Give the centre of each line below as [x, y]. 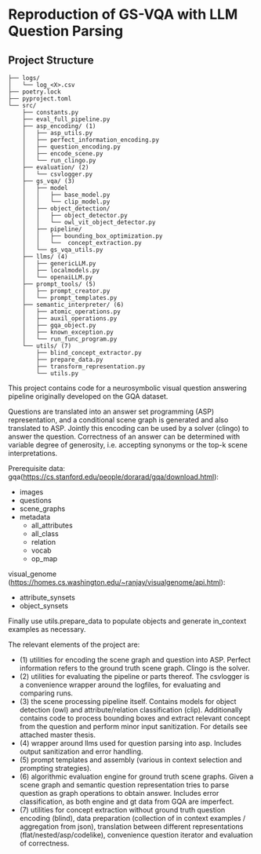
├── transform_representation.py [91, 367]
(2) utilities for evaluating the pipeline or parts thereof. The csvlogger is [134, 676]
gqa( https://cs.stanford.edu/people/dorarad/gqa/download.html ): [114, 477]
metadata [35, 517]
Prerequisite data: [36, 468]
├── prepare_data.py [70, 359]
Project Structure [51, 60]
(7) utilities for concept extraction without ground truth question [122, 810]
